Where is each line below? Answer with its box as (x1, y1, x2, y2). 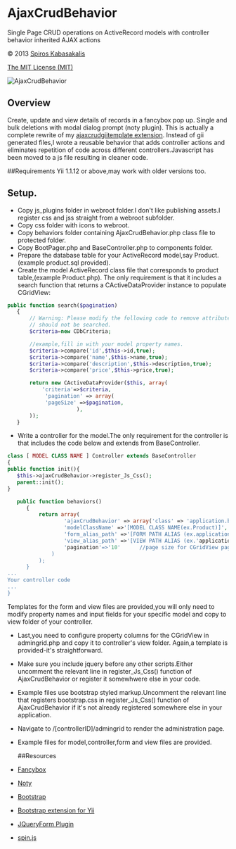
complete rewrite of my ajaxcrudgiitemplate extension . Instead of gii (7, 130, 204, 139)
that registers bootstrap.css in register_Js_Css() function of (17, 696, 190, 704)
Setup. (7, 187, 37, 199)
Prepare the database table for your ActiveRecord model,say (17, 251, 193, 259)
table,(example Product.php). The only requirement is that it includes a (17, 273, 222, 282)
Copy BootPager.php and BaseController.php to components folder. (17, 243, 213, 251)
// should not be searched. (29, 322, 112, 329)
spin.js (17, 833, 37, 842)
